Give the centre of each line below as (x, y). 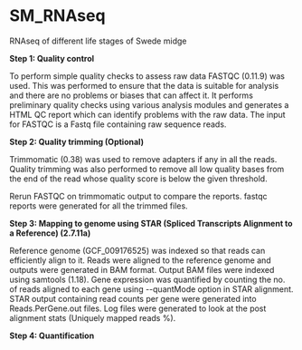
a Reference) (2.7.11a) (50, 233)
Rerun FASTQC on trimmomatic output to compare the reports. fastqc (139, 196)
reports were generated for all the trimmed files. (99, 206)
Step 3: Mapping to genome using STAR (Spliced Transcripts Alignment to (151, 223)
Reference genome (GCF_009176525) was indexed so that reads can (137, 250)
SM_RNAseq (57, 16)
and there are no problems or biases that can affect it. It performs (131, 95)
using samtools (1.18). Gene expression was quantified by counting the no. (147, 279)
